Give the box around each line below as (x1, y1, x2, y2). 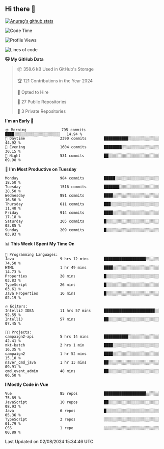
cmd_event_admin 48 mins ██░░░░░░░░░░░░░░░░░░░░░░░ (5, 368, 160, 374)
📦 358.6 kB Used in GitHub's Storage (17, 66, 94, 72)
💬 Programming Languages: (5, 252, 58, 257)
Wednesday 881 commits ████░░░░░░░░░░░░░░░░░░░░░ (5, 193, 160, 198)
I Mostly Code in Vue (5, 381, 49, 387)
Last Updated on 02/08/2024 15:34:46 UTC (5, 438, 94, 444)
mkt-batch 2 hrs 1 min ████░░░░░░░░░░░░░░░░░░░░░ (5, 343, 160, 347)
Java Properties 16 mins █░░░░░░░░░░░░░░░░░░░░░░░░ (5, 291, 160, 296)
